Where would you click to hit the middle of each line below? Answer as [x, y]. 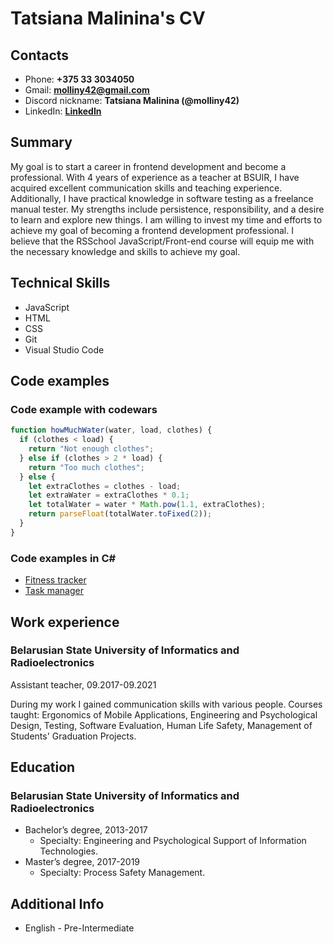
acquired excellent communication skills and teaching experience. [146, 188]
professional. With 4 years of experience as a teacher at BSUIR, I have [155, 177]
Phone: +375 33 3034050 [79, 79]
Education [43, 767]
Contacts [40, 55]
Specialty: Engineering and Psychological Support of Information [173, 841]
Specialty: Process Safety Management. [122, 873]
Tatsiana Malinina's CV [108, 18]
